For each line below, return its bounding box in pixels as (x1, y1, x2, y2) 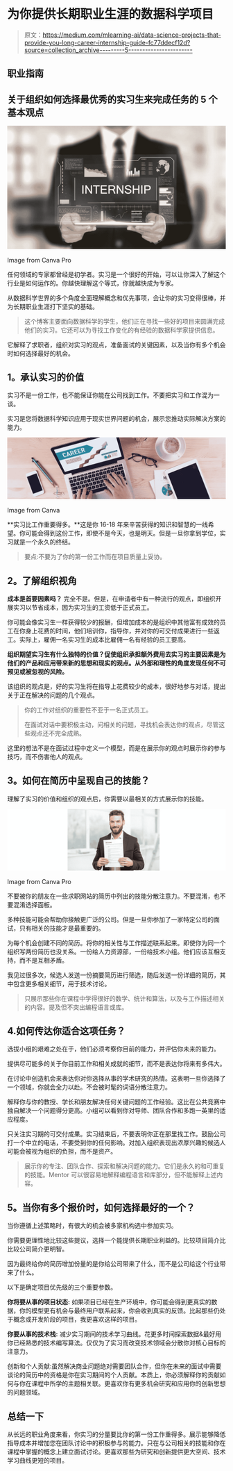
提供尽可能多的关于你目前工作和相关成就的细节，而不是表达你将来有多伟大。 (7, 1060, 226, 1068)
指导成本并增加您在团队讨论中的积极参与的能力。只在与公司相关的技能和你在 (7, 1439, 226, 1447)
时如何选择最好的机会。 (7, 349, 74, 358)
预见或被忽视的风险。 (7, 667, 68, 676)
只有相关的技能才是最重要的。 (19, 924, 105, 932)
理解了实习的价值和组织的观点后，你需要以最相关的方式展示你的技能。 (7, 795, 208, 803)
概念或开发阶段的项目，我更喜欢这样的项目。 (12, 1315, 141, 1324)
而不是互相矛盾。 (19, 956, 68, 964)
